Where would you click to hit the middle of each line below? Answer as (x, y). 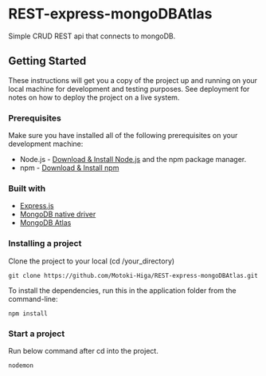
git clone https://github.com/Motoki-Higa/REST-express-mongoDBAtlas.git (133, 275)
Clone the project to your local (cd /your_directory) (92, 261)
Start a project (37, 334)
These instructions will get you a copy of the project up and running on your (133, 80)
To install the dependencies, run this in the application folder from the (122, 290)
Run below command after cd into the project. (84, 350)
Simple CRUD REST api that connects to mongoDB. (92, 36)
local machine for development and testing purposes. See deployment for (129, 89)
